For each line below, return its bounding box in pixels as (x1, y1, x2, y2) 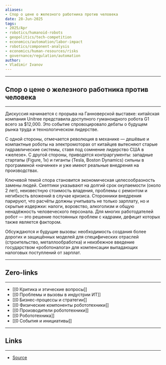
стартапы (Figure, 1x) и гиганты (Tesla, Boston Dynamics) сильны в (5, 157, 144, 163)
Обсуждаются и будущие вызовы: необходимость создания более (5, 228, 147, 235)
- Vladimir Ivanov (5, 62, 43, 67)
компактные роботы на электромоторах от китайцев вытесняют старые (5, 141, 158, 147)
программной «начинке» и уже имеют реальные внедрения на (5, 162, 139, 168)
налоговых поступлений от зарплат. (5, 249, 82, 255)
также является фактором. (5, 219, 62, 225)
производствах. (5, 167, 39, 173)
